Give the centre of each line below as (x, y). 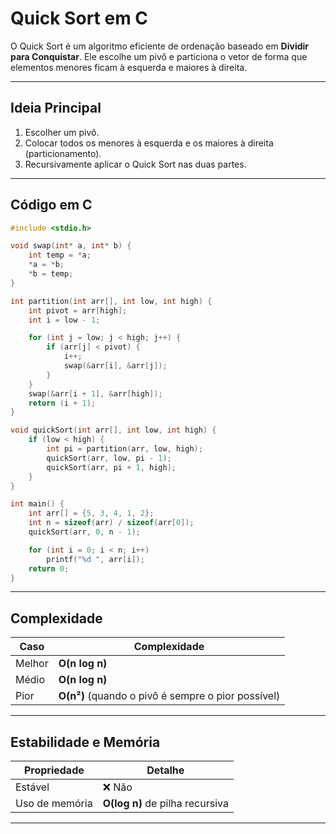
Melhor (32, 664)
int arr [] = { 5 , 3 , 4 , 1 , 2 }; (91, 513)
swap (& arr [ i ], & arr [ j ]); (115, 366)
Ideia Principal (56, 108)
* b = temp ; (51, 274)
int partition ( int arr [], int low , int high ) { (111, 301)
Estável (32, 787)
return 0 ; (49, 568)
